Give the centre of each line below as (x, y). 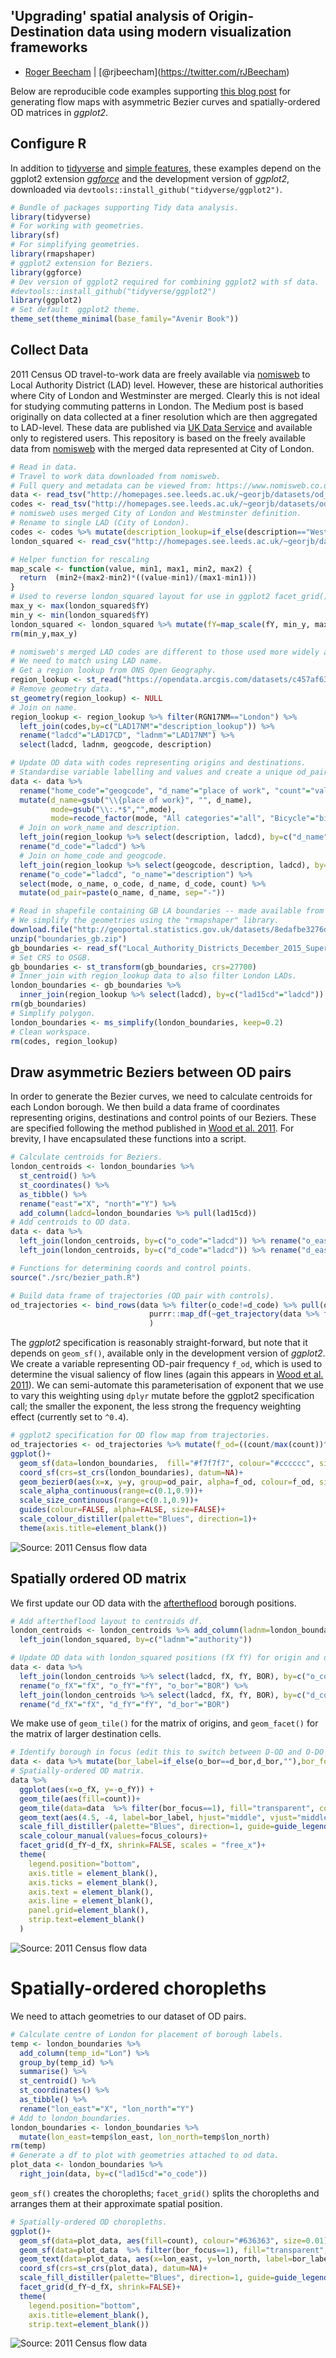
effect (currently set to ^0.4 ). (69, 1417)
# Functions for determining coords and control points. (131, 1268)
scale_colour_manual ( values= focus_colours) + (113, 1836)
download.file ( (42, 930)
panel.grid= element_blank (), (89, 1910)
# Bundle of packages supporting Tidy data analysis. (125, 207)
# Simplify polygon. (53, 1013)
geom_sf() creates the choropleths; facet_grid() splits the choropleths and (165, 2193)
